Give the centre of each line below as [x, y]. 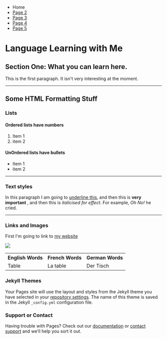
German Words [105, 258]
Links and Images [27, 225]
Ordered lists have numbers [35, 125]
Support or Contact [29, 315]
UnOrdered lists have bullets [35, 153]
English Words [25, 258]
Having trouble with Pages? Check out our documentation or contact [75, 326]
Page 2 [20, 12]
